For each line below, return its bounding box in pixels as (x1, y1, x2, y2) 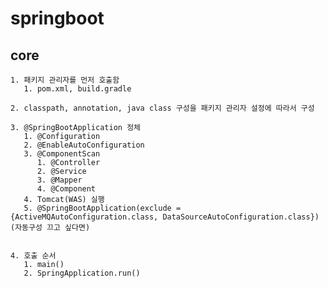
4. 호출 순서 (10, 251, 57, 261)
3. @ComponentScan (23, 149, 101, 159)
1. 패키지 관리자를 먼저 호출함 (10, 75, 120, 85)
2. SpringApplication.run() (23, 268, 141, 278)
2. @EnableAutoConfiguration (23, 140, 145, 150)
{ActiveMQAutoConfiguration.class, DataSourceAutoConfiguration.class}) (10, 212, 320, 222)
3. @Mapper (36, 175, 83, 185)
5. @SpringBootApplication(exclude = (23, 203, 182, 213)
